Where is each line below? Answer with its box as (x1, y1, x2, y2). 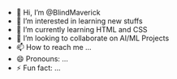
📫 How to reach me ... (15, 43, 92, 52)
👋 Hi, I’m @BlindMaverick (15, 8, 101, 17)
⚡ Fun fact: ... (15, 63, 61, 73)
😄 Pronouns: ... (15, 54, 69, 64)
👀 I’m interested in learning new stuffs (15, 16, 144, 26)
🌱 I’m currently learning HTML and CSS (15, 25, 148, 34)
